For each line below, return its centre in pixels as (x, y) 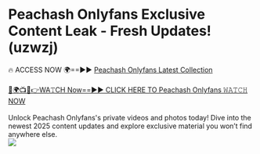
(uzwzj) (33, 48)
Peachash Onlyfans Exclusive (107, 14)
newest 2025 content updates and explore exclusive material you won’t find (130, 126)
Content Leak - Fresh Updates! (110, 31)
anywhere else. (32, 134)
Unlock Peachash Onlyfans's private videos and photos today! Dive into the (130, 117)
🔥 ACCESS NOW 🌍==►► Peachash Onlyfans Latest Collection (110, 70)
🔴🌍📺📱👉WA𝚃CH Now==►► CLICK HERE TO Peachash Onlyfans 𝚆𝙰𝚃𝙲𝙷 (128, 90)
